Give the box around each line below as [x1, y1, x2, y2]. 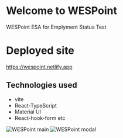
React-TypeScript [14, 102, 57, 109]
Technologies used [6, 80, 77, 90]
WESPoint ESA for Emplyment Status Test [6, 23, 107, 30]
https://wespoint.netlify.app [6, 63, 73, 70]
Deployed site [6, 44, 75, 57]
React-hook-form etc [14, 114, 66, 121]
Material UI [14, 108, 42, 115]
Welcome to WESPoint [6, 4, 117, 18]
